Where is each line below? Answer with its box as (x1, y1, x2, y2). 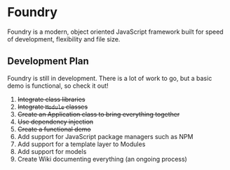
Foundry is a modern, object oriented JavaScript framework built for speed (7, 27, 224, 36)
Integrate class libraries (17, 95, 86, 103)
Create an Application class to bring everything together (17, 110, 180, 118)
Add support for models (17, 147, 87, 155)
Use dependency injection (17, 117, 93, 126)
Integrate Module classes (17, 103, 88, 111)
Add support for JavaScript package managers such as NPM (17, 132, 194, 140)
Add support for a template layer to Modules (17, 140, 146, 148)
